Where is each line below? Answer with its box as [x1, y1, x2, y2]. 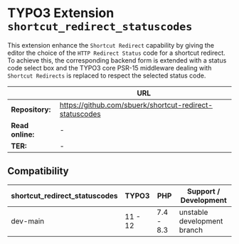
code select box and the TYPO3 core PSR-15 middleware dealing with [7, 63, 212, 72]
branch [179, 225, 203, 235]
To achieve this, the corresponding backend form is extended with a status [7, 55, 227, 65]
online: [11, 129, 35, 139]
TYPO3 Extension [7, 5, 115, 21]
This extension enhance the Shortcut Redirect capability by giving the [7, 41, 215, 49]
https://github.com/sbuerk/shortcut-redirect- [59, 100, 213, 110]
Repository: [11, 105, 51, 115]
